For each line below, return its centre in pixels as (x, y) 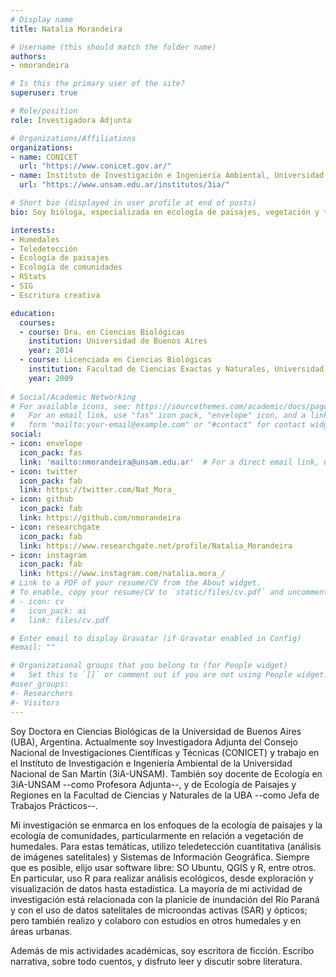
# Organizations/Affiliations (73, 138)
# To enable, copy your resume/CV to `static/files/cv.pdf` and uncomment (169, 592)
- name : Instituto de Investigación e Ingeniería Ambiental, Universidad (167, 176)
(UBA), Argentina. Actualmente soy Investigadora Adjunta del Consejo (154, 742)
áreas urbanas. (41, 931)
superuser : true (44, 93)
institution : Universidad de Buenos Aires (118, 341)
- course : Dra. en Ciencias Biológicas (102, 332)
